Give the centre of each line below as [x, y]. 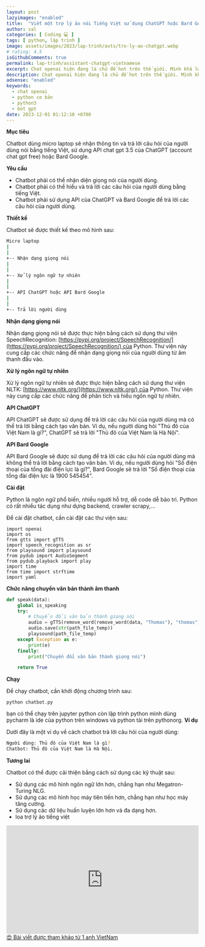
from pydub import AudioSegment [47, 555]
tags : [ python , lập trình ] [43, 40]
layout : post [23, 12]
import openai [24, 529]
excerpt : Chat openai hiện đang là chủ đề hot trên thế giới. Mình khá [99, 69]
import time [21, 566]
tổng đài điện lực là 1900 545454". [50, 475]
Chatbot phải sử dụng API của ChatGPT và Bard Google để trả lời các [102, 200]
